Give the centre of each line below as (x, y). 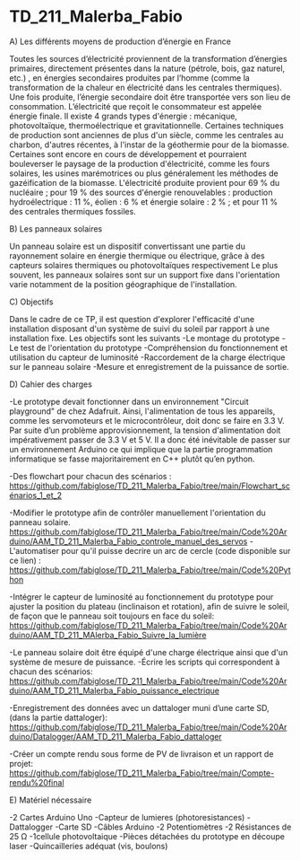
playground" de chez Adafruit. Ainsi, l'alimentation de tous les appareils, (142, 411)
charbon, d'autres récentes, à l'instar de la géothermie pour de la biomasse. (149, 145)
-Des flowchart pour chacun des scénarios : (90, 476)
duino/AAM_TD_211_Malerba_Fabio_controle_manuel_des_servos (129, 541)
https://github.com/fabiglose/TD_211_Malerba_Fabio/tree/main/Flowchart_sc (150, 486)
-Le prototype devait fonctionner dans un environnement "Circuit (129, 401)
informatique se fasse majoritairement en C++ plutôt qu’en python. (132, 459)
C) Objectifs (31, 302)
